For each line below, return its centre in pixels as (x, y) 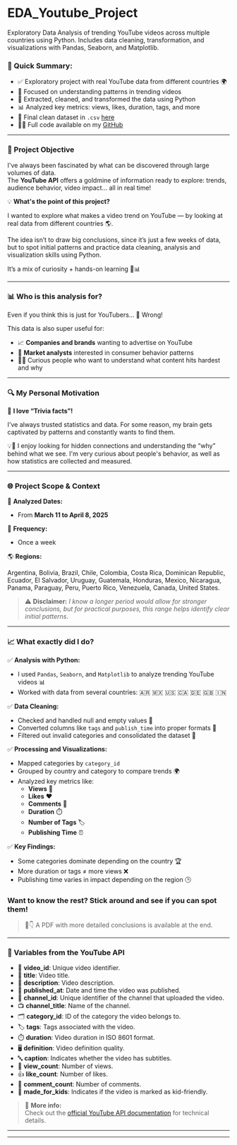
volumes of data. (32, 172)
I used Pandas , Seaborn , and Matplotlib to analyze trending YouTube (116, 674)
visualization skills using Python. (54, 255)
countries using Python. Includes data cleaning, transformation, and (106, 40)
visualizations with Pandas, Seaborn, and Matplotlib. (83, 47)
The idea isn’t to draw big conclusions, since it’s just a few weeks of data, (114, 240)
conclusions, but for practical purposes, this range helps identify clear (127, 609)
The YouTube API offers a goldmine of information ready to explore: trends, (117, 180)
